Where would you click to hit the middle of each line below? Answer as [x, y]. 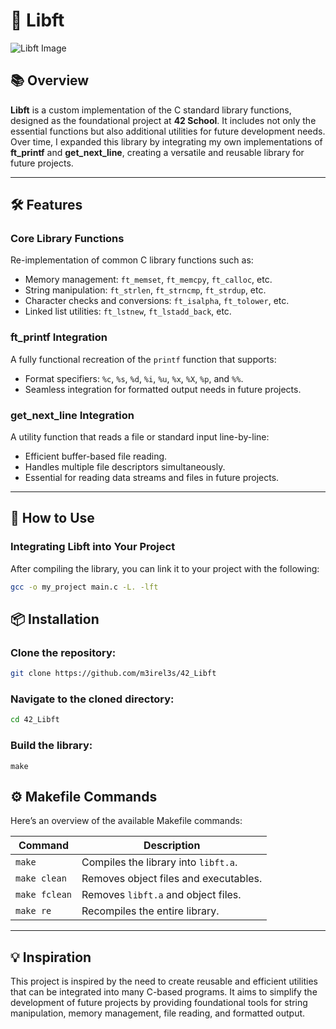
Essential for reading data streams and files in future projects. [152, 478]
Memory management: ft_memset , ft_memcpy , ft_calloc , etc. [148, 280]
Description [172, 846]
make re [33, 911]
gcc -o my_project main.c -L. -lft [84, 587]
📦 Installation [55, 619]
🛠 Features [46, 205]
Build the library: [51, 746]
